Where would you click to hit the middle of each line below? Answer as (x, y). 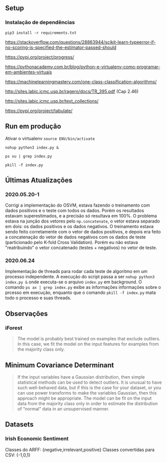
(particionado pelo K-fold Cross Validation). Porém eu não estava (72, 242)
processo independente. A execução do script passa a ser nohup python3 (80, 277)
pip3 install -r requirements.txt (41, 33)
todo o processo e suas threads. (38, 298)
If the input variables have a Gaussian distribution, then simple (81, 377)
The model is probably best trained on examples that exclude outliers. (89, 339)
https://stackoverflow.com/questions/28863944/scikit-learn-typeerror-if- (81, 42)
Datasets (19, 424)
